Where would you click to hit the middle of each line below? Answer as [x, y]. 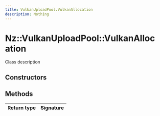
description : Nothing [27, 14]
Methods [19, 94]
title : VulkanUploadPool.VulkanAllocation [49, 10]
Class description [23, 62]
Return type [22, 108]
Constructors [26, 77]
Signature [52, 108]
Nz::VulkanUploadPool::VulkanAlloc [80, 38]
